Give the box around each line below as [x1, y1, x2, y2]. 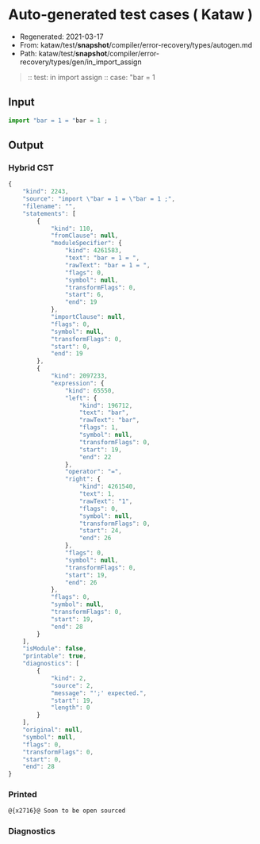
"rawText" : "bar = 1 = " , [64, 261, 151, 269]
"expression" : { [50, 379, 105, 387]
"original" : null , [22, 726, 83, 735]
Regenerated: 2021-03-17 [19, 32, 104, 41]
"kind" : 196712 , [78, 401, 133, 409]
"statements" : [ [22, 209, 77, 217]
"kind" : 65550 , [64, 386, 115, 394]
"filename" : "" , [22, 202, 77, 210]
